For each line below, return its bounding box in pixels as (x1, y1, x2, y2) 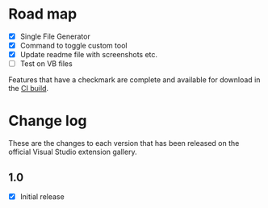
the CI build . (8, 84, 49, 94)
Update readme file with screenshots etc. (19, 50, 158, 60)
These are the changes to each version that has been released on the (8, 139, 240, 148)
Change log (8, 112, 87, 130)
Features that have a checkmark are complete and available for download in (8, 75, 261, 85)
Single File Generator (19, 31, 90, 41)
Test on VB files (19, 59, 73, 69)
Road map (8, 5, 77, 23)
